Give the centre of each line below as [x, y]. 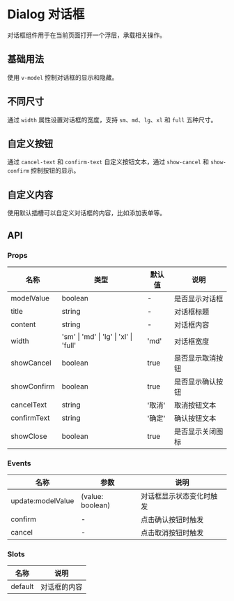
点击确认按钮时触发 [172, 520]
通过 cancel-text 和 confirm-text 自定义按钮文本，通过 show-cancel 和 [108, 162]
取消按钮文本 [195, 405]
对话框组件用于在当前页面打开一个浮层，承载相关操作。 [86, 35]
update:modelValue [42, 501]
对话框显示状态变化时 [175, 496]
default [22, 586]
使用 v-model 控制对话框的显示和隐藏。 [63, 77]
